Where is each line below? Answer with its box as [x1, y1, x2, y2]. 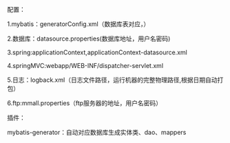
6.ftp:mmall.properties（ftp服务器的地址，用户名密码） [7, 99, 162, 107]
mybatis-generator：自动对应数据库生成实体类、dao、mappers [7, 129, 187, 136]
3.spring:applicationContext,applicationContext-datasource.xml [7, 48, 187, 56]
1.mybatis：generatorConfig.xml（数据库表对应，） [7, 20, 150, 28]
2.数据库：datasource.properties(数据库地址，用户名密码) [7, 34, 171, 43]
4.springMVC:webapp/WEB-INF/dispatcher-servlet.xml [7, 62, 164, 69]
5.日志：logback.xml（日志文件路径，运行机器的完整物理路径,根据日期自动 [7, 76, 218, 84]
